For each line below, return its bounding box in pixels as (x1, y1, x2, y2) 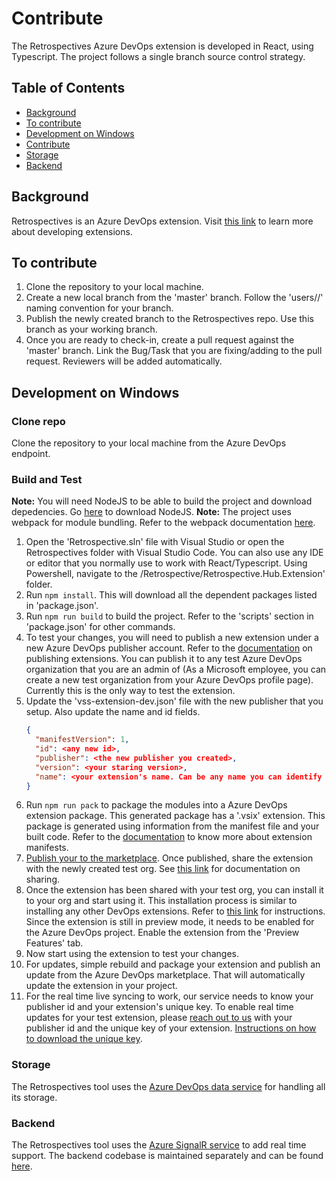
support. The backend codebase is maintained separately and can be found (11, 1150, 324, 1162)
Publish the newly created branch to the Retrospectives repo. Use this (25, 313, 314, 325)
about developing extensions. (11, 225, 133, 237)
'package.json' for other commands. (25, 621, 176, 633)
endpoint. (11, 448, 51, 460)
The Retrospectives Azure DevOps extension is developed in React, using (11, 40, 314, 52)
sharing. (25, 873, 61, 886)
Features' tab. (25, 937, 84, 949)
